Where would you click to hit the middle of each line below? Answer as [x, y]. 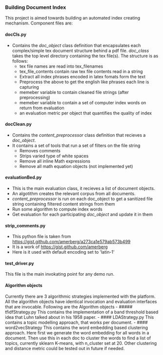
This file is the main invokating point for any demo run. [60, 274]
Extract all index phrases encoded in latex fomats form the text [82, 76]
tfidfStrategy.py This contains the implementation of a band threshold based [82, 312]
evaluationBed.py [23, 177]
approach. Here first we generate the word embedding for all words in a [77, 332]
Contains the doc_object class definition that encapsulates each [76, 45]
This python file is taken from [41, 237]
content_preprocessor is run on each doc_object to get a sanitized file [82, 199]
